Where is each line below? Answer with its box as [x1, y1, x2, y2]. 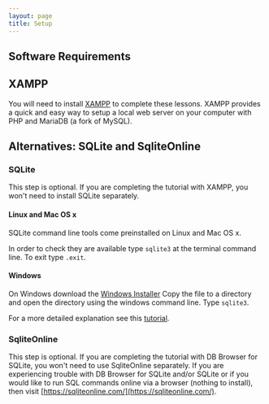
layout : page [8, 11, 53, 20]
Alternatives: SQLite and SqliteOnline [8, 140, 202, 154]
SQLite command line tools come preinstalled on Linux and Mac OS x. [8, 228, 242, 237]
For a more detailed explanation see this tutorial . [8, 313, 170, 323]
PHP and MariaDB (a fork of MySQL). [8, 115, 132, 126]
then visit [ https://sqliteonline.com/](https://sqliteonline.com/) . [8, 387, 217, 397]
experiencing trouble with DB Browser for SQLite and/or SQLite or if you [8, 369, 249, 379]
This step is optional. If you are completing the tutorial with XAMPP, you [8, 182, 249, 192]
